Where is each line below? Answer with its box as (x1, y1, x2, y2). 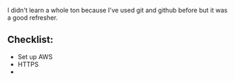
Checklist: (7, 34, 54, 46)
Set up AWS (17, 52, 53, 61)
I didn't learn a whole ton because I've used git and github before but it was (7, 6, 228, 14)
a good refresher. (7, 13, 58, 22)
